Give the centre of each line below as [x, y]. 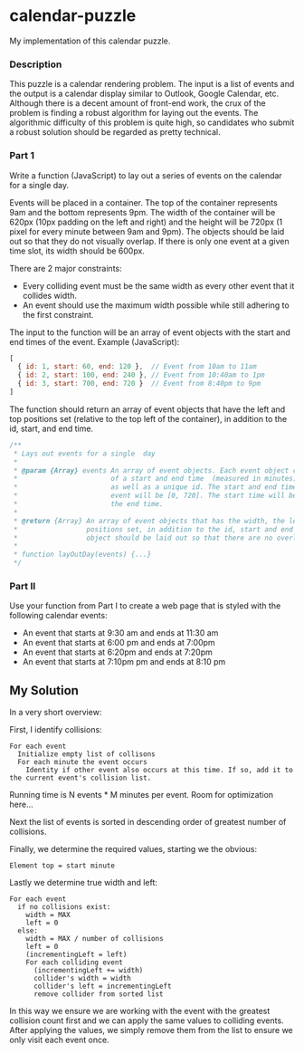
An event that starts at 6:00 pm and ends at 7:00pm [119, 643]
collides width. [49, 295]
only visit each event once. [60, 1040]
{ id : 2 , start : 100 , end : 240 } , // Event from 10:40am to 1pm [141, 375]
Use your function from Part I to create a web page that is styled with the [145, 606]
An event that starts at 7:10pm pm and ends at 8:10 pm [124, 662]
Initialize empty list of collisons [86, 754]
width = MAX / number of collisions [95, 939]
